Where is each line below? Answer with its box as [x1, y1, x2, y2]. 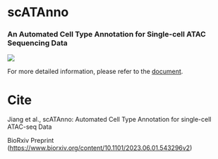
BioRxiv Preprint [7, 136, 54, 145]
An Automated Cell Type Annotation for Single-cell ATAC [7, 30, 206, 39]
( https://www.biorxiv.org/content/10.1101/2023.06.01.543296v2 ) [7, 144, 193, 152]
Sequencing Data [7, 38, 68, 48]
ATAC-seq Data [7, 122, 52, 131]
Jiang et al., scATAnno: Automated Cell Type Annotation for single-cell [7, 115, 212, 124]
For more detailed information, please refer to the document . [7, 68, 183, 76]
